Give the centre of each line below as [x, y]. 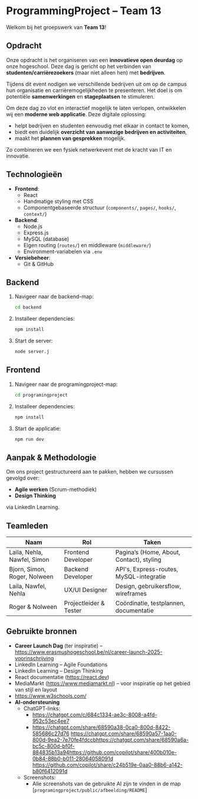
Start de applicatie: [37, 428]
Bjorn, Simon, [27, 569]
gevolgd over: [23, 478]
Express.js [36, 233]
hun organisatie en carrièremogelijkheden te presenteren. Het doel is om [94, 90]
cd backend [28, 307]
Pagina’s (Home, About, [148, 552]
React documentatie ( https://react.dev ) [62, 677]
